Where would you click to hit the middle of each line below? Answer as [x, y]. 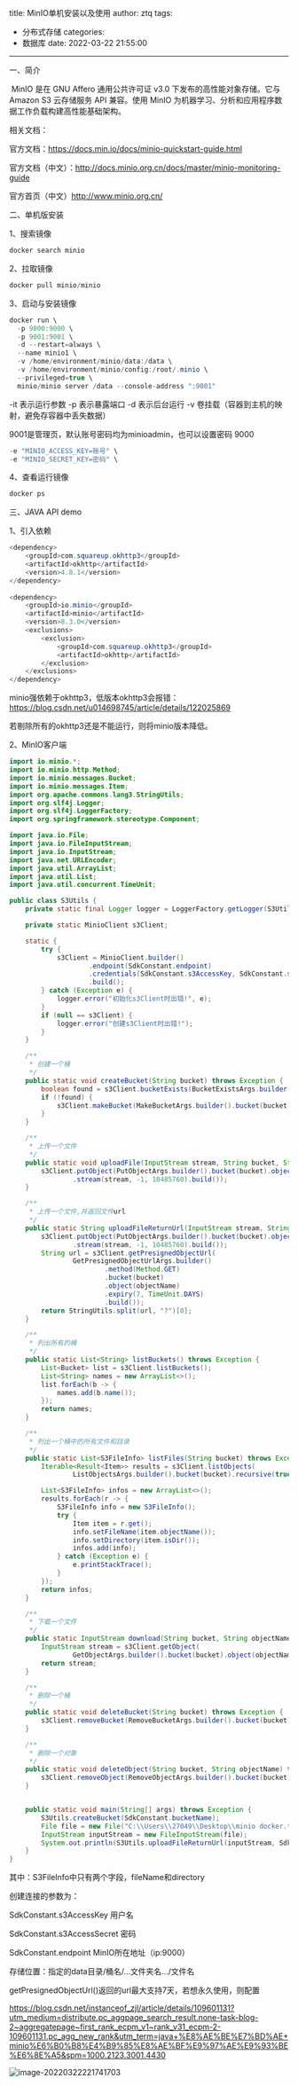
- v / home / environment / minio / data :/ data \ [95, 362]
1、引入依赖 [30, 531]
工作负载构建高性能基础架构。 [71, 111]
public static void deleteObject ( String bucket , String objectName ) [154, 1769]
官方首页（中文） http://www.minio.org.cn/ [86, 196]
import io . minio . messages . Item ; [69, 786]
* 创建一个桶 [50, 1064]
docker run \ [33, 320]
